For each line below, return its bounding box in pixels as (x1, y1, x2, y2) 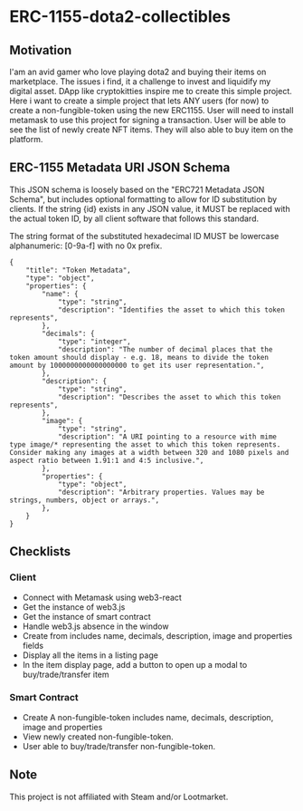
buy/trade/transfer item (22, 669, 110, 680)
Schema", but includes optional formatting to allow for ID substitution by (9, 193, 278, 205)
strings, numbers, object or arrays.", (9, 496, 160, 505)
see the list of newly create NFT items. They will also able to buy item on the (9, 124, 294, 135)
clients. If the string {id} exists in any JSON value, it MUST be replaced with (9, 203, 291, 214)
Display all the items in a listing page (22, 650, 158, 661)
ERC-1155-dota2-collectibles (9, 6, 231, 27)
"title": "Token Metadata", (25, 266, 131, 275)
